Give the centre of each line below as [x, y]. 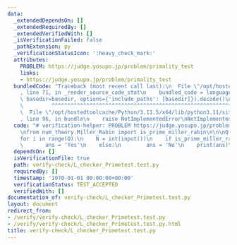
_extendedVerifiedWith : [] [53, 34]
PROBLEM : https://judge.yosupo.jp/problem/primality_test [107, 66]
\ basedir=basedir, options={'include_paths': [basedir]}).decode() [123, 100]
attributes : [31, 60]
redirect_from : [30, 211]
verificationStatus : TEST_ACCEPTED [66, 184]
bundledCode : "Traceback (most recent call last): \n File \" [107, 86]
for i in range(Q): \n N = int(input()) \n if [96, 138]
